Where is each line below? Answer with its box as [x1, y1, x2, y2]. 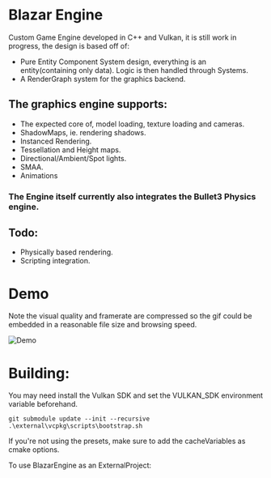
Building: [8, 364, 70, 382]
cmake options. [8, 445, 60, 455]
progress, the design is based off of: [8, 41, 129, 50]
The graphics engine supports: [8, 97, 167, 111]
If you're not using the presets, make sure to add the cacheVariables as [8, 436, 246, 446]
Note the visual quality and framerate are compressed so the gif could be [8, 311, 252, 321]
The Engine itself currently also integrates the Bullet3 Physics [8, 190, 256, 202]
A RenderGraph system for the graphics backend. [19, 74, 186, 83]
